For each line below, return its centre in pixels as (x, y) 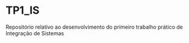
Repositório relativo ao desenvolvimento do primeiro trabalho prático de (94, 27)
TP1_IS (22, 10)
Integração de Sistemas (35, 33)
